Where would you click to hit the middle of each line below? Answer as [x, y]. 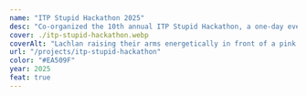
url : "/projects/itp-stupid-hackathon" [85, 52]
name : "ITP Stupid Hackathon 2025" [77, 18]
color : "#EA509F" [42, 60]
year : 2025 [30, 69]
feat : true [30, 78]
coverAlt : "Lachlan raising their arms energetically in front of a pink [153, 43]
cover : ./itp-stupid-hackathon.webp [79, 35]
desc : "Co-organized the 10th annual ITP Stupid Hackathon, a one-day [147, 27]
